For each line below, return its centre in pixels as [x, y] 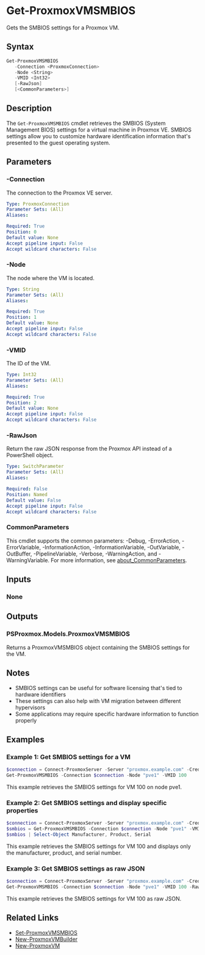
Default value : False [34, 500]
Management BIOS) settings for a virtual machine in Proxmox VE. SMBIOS [99, 130]
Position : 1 [21, 318]
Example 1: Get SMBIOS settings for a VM [69, 757]
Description [29, 109]
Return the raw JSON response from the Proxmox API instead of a [89, 449]
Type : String [23, 289]
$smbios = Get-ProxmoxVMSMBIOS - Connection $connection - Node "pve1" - [99, 829]
